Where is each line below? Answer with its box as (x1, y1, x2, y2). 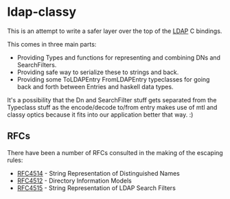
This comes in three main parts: (7, 40, 97, 48)
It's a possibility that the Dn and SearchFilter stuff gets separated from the (7, 95, 217, 104)
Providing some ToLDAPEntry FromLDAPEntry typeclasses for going (16, 75, 210, 83)
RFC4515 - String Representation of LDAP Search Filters (16, 183, 176, 192)
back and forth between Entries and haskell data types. (16, 82, 174, 91)
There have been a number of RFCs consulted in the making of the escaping (7, 148, 223, 156)
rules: (7, 156, 23, 164)
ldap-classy (7, 4, 77, 20)
